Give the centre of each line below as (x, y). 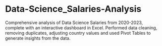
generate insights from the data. (38, 38)
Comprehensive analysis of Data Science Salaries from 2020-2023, (74, 23)
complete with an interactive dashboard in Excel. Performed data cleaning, (81, 27)
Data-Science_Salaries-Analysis (73, 9)
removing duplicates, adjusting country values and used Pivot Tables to (78, 33)
